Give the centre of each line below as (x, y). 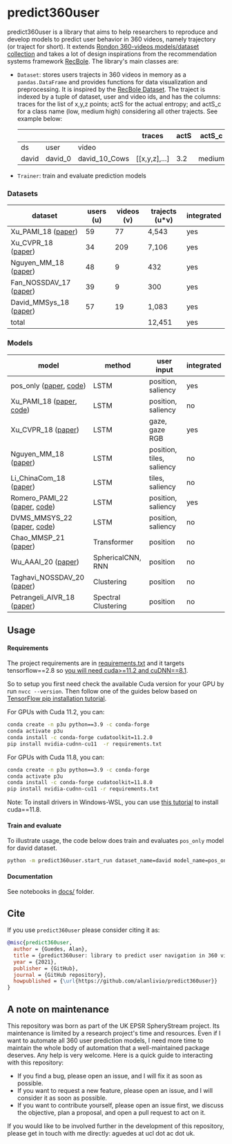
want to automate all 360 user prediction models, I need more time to (105, 1040)
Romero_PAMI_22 (40, 497)
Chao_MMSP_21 (38, 537)
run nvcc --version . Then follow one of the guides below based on (102, 692)
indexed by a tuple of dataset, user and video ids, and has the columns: (119, 96)
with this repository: (36, 1062)
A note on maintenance (58, 1009)
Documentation (30, 876)
